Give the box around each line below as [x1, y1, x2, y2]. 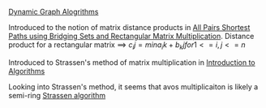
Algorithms [8, 66, 45, 76]
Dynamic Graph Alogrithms [8, 7, 99, 16]
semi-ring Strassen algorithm [8, 90, 106, 100]
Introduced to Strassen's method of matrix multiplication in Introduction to [8, 57, 255, 67]
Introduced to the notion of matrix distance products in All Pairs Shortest [8, 23, 251, 32]
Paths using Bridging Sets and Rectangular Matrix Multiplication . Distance [8, 32, 255, 41]
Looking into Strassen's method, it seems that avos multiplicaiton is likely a [8, 81, 259, 92]
